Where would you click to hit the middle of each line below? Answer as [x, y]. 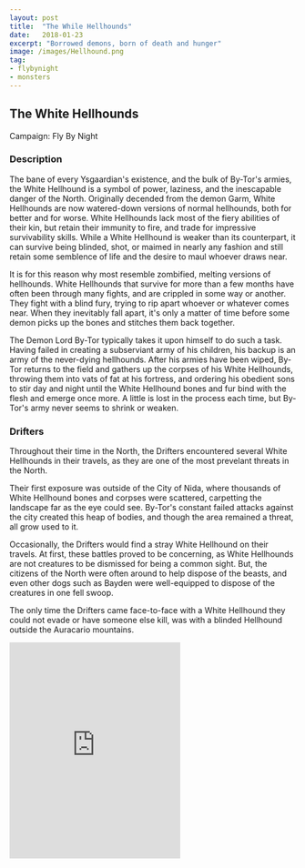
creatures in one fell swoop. [61, 593]
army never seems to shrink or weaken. [105, 408]
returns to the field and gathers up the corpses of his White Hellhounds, [158, 368]
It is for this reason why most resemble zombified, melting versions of [140, 274]
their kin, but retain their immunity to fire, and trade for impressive [133, 227]
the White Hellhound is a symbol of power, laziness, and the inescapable [146, 188]
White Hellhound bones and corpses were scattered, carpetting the [136, 498]
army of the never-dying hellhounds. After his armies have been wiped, [143, 359]
